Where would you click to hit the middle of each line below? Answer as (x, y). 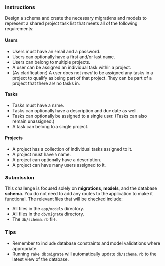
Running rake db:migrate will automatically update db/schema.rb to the (84, 254)
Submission (20, 177)
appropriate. (25, 248)
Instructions (20, 7)
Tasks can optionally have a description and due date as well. (75, 110)
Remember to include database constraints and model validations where (86, 243)
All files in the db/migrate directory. (48, 214)
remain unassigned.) (33, 121)
